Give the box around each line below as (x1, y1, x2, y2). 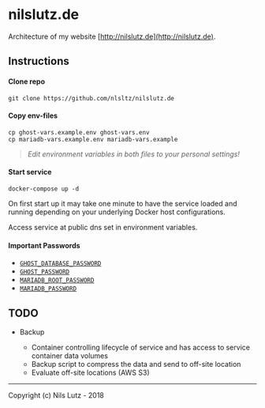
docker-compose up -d (8, 184, 80, 193)
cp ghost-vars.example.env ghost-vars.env (8, 128, 150, 136)
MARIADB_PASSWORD (19, 285, 77, 293)
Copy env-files (8, 111, 58, 120)
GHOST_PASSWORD (19, 268, 70, 276)
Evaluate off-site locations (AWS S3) (31, 368, 150, 377)
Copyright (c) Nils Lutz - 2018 (8, 390, 105, 400)
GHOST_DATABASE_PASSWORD (19, 259, 102, 268)
